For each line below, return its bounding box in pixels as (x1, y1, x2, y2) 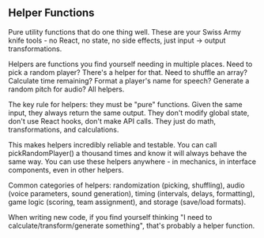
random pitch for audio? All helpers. (8, 84, 125, 94)
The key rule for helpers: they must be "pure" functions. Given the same (8, 99, 243, 109)
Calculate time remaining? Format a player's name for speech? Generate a (8, 76, 250, 85)
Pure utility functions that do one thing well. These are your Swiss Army (8, 27, 241, 36)
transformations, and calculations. (8, 125, 119, 134)
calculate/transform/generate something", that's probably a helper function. (8, 221, 255, 230)
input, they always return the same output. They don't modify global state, (8, 108, 250, 117)
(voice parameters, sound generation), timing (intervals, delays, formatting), (8, 188, 255, 198)
